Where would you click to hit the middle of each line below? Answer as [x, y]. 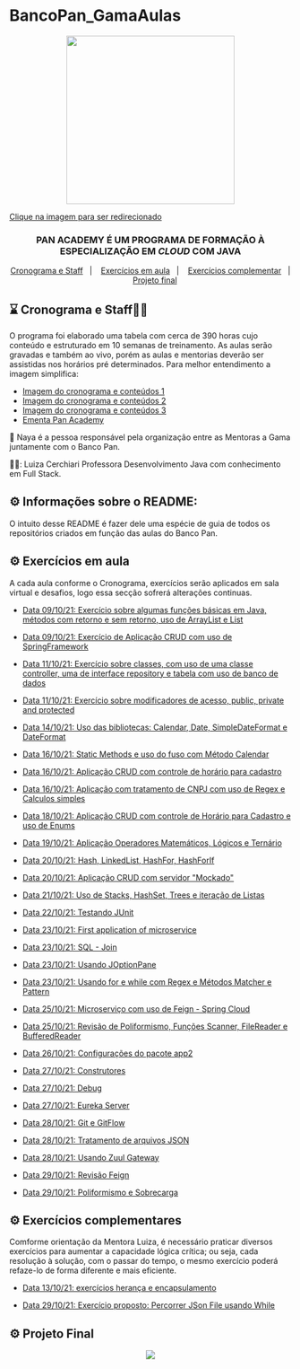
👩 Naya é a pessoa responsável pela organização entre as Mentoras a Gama [150, 437]
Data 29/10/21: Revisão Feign [76, 1175]
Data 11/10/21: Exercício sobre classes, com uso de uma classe [137, 663]
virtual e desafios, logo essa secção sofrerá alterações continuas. [131, 592]
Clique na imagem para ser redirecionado [86, 216]
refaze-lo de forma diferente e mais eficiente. [93, 1270]
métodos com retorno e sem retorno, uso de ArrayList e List [133, 619]
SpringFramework [55, 646]
